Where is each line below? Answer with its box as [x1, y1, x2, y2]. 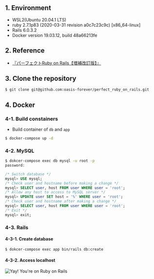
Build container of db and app [12, 127, 70, 132]
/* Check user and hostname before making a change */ [5, 181, 119, 186]
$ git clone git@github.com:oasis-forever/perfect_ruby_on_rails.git [5, 87, 150, 92]
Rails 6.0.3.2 [12, 27, 37, 33]
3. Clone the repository [5, 74, 77, 83]
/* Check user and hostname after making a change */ [5, 199, 117, 204]
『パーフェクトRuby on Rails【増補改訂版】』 [12, 60, 101, 66]
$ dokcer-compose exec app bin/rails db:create [5, 247, 104, 252]
